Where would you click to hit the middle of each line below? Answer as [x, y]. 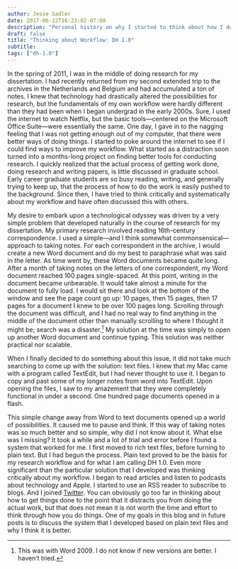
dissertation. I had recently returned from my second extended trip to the [114, 81]
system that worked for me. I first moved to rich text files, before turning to [116, 447]
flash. [16, 403]
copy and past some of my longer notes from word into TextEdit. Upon [110, 381]
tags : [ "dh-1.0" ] [33, 54]
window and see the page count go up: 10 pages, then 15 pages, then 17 [113, 298]
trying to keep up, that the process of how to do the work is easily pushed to [119, 186]
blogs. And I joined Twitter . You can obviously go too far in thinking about [114, 492]
